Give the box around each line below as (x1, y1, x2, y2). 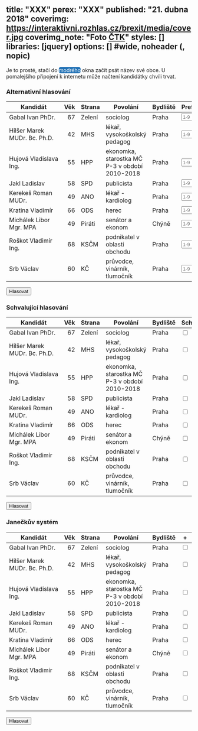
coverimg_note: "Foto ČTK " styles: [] (25, 33, 165, 43)
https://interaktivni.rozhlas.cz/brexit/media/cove (6, 23, 192, 33)
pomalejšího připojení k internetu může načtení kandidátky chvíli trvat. (6, 73, 176, 80)
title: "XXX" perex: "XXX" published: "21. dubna (6, 5, 189, 15)
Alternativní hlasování (6, 87, 71, 96)
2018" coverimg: (6, 14, 70, 24)
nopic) (6, 51, 31, 61)
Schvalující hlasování (6, 304, 68, 312)
